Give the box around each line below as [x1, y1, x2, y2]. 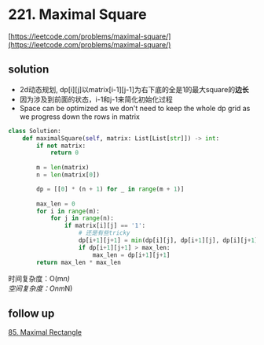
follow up [8, 306, 55, 320]
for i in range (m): [36, 207, 101, 215]
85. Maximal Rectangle [8, 328, 82, 337]
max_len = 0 [36, 199, 76, 208]
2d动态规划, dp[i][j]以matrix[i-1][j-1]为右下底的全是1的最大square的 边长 [19, 84, 249, 94]
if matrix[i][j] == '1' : [64, 222, 146, 230]
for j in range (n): [49, 214, 114, 222]
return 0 [49, 149, 79, 157]
